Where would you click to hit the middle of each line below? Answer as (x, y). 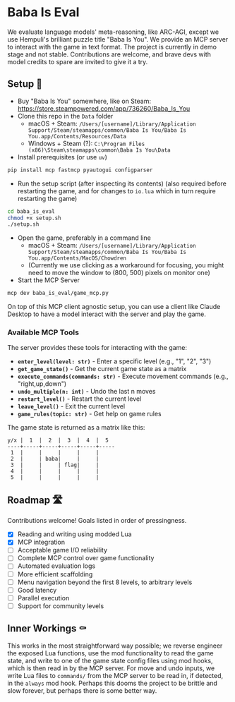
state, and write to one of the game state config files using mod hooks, (110, 660)
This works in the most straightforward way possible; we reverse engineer (115, 646)
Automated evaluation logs (56, 566)
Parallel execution (43, 598)
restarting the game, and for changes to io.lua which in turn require (117, 190)
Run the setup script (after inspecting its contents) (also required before (122, 183)
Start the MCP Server (48, 280)
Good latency (37, 590)
